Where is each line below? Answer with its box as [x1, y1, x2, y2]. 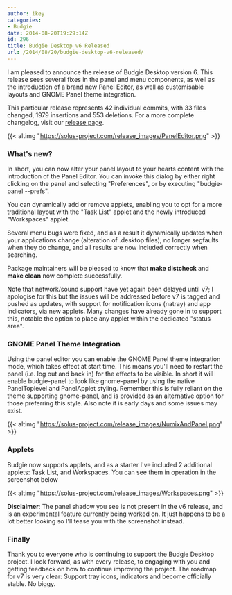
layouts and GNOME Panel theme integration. [7, 90, 136, 98]
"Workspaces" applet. [7, 215, 71, 224]
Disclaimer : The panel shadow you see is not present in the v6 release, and [7, 502, 223, 510]
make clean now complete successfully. [7, 271, 123, 280]
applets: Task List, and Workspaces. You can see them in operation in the [7, 468, 217, 476]
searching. [7, 251, 38, 259]
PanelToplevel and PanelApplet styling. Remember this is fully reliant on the [7, 385, 223, 393]
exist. [7, 407, 23, 415]
